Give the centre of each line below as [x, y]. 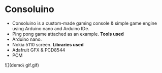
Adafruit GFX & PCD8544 [39, 50]
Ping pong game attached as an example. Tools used [68, 34]
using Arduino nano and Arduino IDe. [51, 28]
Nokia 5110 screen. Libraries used [48, 44]
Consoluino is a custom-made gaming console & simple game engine [85, 23]
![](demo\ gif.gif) [22, 65]
